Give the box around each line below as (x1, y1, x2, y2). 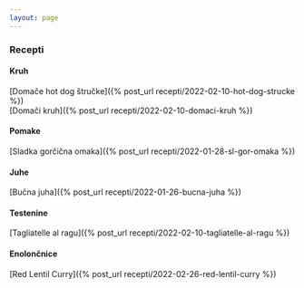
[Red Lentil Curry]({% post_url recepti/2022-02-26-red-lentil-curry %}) (9, 268, 277, 279)
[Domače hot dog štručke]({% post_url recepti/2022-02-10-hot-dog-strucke (9, 85, 295, 96)
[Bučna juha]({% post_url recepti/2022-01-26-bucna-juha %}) (9, 187, 242, 197)
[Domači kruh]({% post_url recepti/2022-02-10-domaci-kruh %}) (9, 105, 253, 116)
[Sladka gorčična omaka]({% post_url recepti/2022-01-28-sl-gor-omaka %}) (9, 146, 296, 157)
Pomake (9, 126, 41, 137)
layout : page (9, 13, 59, 23)
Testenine (9, 207, 48, 218)
